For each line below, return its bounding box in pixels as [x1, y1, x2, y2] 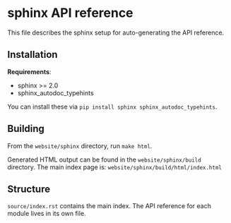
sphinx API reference [7, 5, 134, 21]
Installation [7, 49, 58, 61]
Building [7, 123, 45, 135]
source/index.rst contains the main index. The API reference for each [7, 202, 212, 210]
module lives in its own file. [7, 210, 86, 218]
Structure [7, 183, 51, 195]
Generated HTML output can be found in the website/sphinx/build [7, 155, 201, 164]
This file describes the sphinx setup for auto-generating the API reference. [7, 28, 225, 37]
